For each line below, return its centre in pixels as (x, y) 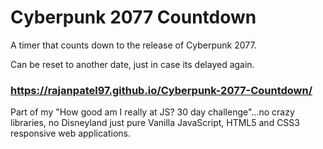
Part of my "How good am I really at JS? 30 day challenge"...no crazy (152, 112)
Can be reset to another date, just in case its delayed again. (132, 64)
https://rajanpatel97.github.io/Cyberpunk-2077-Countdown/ (161, 90)
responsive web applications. (71, 133)
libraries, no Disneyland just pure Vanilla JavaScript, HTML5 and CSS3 (155, 123)
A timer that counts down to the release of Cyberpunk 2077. (133, 45)
